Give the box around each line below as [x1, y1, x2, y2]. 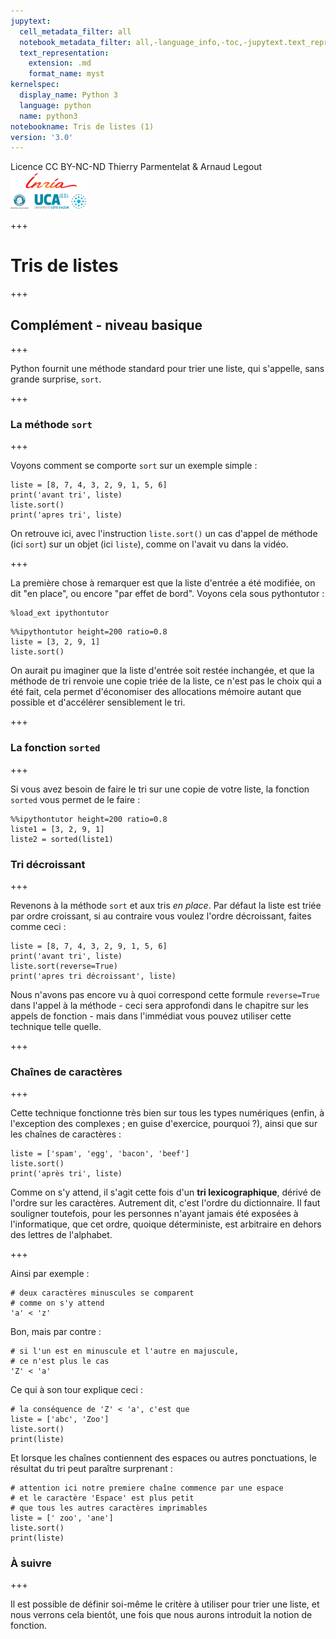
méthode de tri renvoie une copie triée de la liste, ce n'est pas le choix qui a [10, 675, 322, 687]
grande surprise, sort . [10, 373, 102, 385]
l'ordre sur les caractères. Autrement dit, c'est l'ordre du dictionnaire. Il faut [10, 1197, 321, 1209]
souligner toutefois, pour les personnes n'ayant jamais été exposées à [10, 1208, 299, 1220]
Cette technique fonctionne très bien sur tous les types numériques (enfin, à [10, 1107, 325, 1119]
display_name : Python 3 [19, 90, 118, 100]
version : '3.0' [10, 132, 74, 142]
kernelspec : [10, 80, 60, 90]
